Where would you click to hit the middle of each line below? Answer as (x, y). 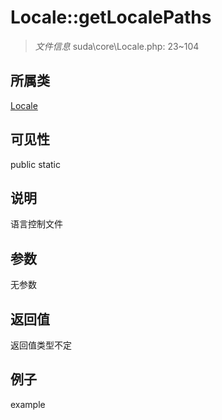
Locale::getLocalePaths (111, 17)
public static (36, 164)
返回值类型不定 (41, 345)
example (28, 404)
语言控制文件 (36, 224)
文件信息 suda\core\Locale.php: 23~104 (117, 46)
